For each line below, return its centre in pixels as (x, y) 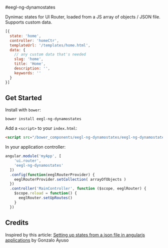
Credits (17, 223)
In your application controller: (35, 147)
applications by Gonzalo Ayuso (37, 240)
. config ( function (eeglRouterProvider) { (52, 175)
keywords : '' (28, 73)
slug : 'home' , (29, 59)
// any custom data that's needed (50, 54)
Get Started (23, 98)
